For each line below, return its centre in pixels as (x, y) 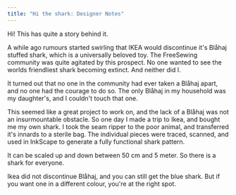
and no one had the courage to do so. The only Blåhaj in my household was (117, 90)
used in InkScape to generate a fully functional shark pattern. (96, 142)
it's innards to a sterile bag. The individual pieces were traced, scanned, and (118, 134)
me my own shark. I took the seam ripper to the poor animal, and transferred (118, 126)
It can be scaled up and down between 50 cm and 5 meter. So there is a (112, 155)
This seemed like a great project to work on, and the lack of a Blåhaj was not (118, 112)
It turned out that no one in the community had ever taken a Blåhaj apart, (113, 83)
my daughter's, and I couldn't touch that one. (73, 98)
